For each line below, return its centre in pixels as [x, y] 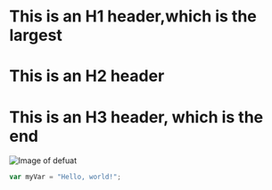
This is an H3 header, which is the [136, 117]
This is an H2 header [87, 76]
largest [36, 35]
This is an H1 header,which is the [133, 17]
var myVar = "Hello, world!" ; [66, 177]
